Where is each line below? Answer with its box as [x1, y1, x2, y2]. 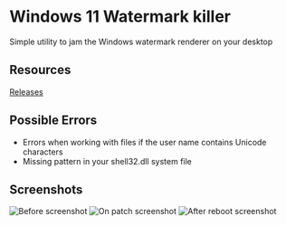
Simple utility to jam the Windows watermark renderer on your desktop [9, 36, 273, 47]
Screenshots [9, 182, 83, 197]
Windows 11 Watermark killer [9, 6, 231, 27]
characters [22, 146, 63, 157]
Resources [9, 62, 71, 78]
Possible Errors [9, 113, 98, 128]
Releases [9, 86, 43, 97]
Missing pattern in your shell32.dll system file [22, 155, 193, 166]
